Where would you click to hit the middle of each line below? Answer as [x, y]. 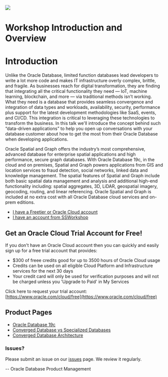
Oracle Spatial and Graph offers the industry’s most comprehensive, [75, 149]
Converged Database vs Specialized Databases [62, 330]
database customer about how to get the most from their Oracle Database [81, 134]
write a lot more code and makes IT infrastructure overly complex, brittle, [81, 81]
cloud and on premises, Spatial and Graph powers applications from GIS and [84, 165]
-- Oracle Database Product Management [48, 369]
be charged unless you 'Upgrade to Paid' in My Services [71, 282]
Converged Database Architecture [48, 335]
